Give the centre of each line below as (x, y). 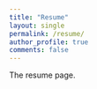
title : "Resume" (39, 17)
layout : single (37, 26)
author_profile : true (49, 42)
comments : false (39, 50)
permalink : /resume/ (47, 33)
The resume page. (42, 75)
